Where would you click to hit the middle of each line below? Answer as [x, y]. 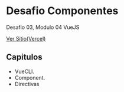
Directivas [27, 84]
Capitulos [24, 57]
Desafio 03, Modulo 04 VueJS [43, 27]
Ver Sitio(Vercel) [26, 38]
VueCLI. [24, 71]
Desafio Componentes [62, 11]
